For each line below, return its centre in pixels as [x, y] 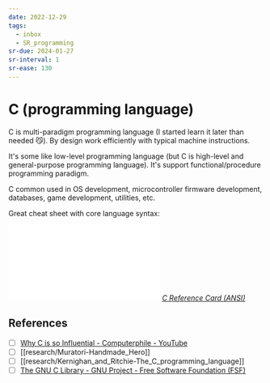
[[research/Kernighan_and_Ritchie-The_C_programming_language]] [132, 361]
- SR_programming [45, 43]
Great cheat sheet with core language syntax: [84, 213]
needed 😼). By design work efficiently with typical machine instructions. [129, 140]
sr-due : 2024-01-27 [41, 51]
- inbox [29, 34]
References [38, 323]
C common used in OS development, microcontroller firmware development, [135, 189]
